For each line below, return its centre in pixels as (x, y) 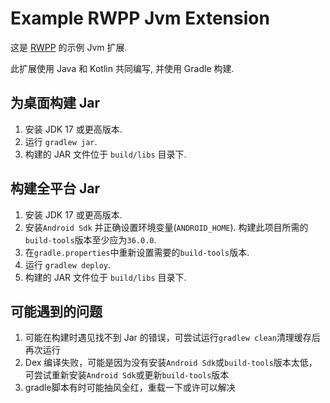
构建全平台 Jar (55, 188)
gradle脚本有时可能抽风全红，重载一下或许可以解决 (130, 388)
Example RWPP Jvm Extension (140, 18)
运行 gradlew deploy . (68, 264)
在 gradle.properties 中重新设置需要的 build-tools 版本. (137, 252)
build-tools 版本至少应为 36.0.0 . (90, 239)
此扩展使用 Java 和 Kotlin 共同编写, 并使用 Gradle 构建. (122, 68)
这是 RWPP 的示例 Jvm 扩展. (69, 47)
